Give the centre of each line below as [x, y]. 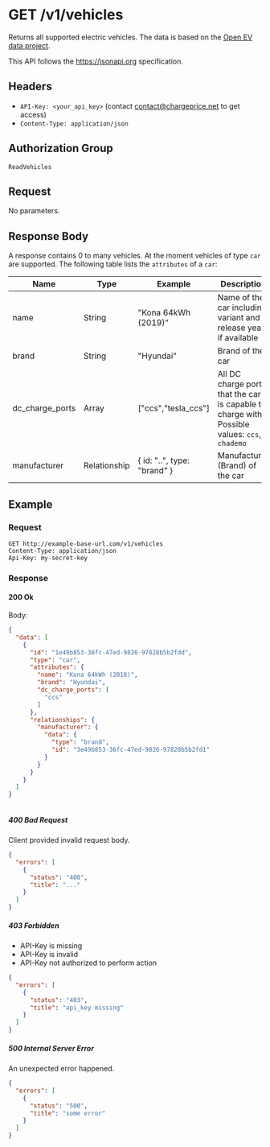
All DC [229, 374]
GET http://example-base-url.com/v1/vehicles [86, 544]
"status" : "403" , [59, 1000]
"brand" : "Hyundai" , [72, 683]
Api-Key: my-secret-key [48, 558]
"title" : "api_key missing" [77, 1008]
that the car [239, 394]
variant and [239, 318]
